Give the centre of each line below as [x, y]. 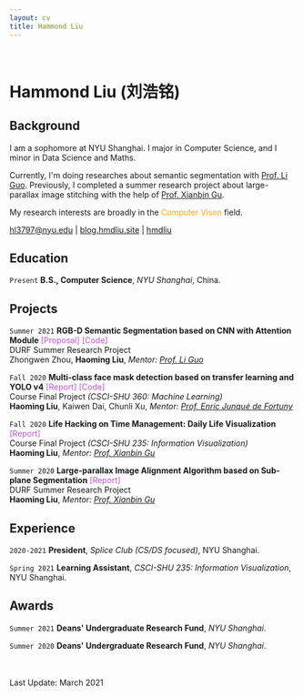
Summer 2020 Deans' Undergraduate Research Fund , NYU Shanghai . [138, 645]
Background [45, 126]
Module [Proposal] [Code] [59, 340]
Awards [32, 606]
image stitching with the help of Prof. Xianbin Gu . [132, 194]
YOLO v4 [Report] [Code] [57, 387]
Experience [42, 528]
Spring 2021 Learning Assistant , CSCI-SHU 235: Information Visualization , [151, 567]
